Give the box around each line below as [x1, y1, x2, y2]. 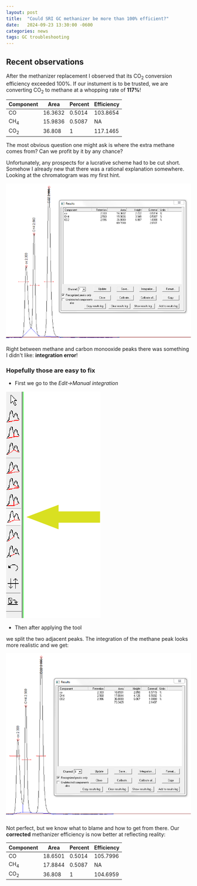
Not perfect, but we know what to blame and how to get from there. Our [6, 825, 180, 832]
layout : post [6, 9, 38, 15]
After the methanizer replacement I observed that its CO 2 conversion [6, 72, 172, 81]
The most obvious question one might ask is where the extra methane [6, 141, 175, 148]
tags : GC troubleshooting [6, 34, 69, 41]
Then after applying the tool [14, 624, 82, 631]
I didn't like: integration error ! [6, 352, 78, 359]
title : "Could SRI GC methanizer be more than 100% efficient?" [6, 15, 169, 22]
